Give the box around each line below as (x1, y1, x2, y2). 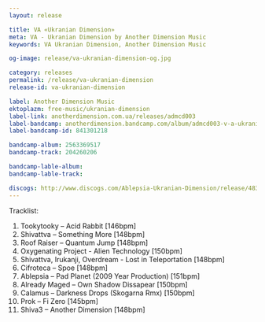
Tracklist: (9, 205, 39, 215)
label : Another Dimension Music (9, 98, 115, 105)
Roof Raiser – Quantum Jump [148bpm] (20, 238, 149, 247)
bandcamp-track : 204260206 (9, 149, 98, 157)
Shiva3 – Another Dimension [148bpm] (20, 305, 145, 314)
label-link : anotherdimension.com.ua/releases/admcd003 (9, 112, 196, 120)
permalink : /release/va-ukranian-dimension (9, 76, 154, 84)
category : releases (9, 68, 73, 77)
